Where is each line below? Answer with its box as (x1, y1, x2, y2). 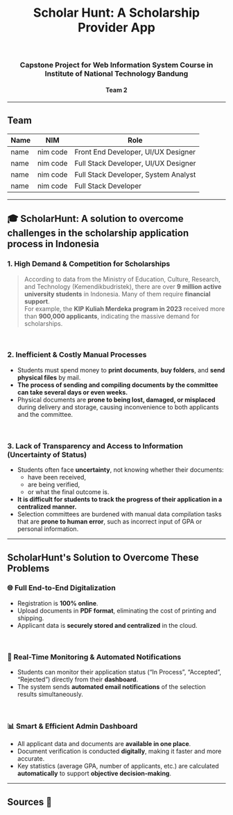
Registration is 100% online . (17, 599, 98, 607)
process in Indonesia (7, 238, 99, 250)
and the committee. (17, 410, 74, 418)
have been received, (27, 473, 87, 482)
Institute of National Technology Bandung (44, 68, 189, 78)
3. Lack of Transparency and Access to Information (7, 441, 184, 450)
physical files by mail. (17, 373, 81, 381)
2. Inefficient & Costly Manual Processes (7, 350, 147, 360)
